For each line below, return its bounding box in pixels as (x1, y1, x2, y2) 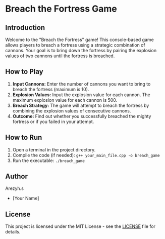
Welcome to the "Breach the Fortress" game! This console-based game (5, 36, 154, 43)
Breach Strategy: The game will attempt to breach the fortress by (12, 102, 149, 108)
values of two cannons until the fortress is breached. (5, 53, 115, 59)
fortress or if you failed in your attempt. (12, 118, 94, 125)
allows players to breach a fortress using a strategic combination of (5, 42, 145, 48)
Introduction (5, 23, 45, 32)
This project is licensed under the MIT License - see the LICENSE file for (5, 223, 155, 229)
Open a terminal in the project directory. (12, 146, 96, 152)
